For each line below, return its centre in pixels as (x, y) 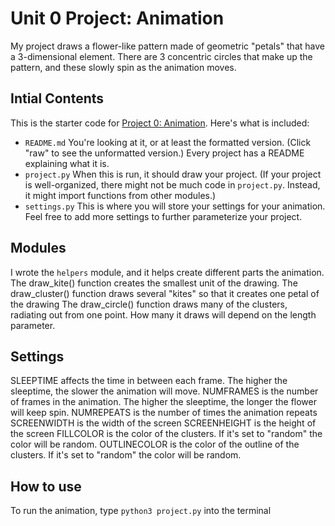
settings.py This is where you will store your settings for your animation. (175, 206)
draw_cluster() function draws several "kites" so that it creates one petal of (165, 293)
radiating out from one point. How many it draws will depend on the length (163, 314)
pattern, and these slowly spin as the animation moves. (123, 67)
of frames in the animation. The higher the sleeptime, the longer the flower (163, 402)
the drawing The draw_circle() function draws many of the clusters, (149, 304)
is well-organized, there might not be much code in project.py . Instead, (172, 184)
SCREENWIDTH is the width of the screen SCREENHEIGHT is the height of (163, 423)
